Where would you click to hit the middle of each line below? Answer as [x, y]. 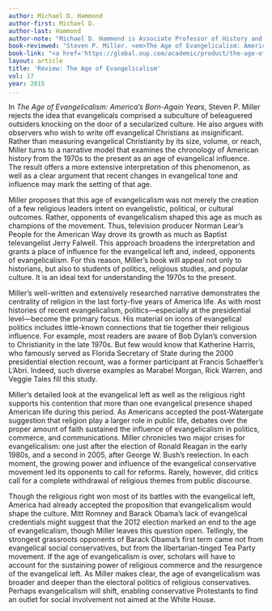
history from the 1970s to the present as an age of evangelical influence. [129, 158]
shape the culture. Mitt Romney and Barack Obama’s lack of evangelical [128, 513]
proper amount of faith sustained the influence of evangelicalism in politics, [134, 429]
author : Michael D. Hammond [56, 16]
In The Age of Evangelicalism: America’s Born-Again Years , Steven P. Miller [134, 107]
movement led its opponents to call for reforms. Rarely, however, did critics [134, 472]
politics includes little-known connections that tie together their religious [129, 327]
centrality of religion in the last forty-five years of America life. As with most [135, 301]
